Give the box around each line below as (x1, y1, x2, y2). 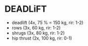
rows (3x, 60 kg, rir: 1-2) (11, 24, 61, 30)
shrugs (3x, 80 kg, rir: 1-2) (11, 30, 65, 36)
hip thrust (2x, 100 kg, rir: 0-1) (11, 35, 72, 41)
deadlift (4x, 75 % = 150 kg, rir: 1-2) (11, 20, 84, 25)
